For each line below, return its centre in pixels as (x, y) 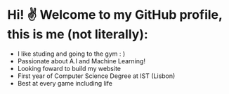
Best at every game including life (65, 83)
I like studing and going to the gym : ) (71, 54)
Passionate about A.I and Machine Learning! (81, 61)
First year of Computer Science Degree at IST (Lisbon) (96, 76)
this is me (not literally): (78, 34)
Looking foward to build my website (69, 68)
